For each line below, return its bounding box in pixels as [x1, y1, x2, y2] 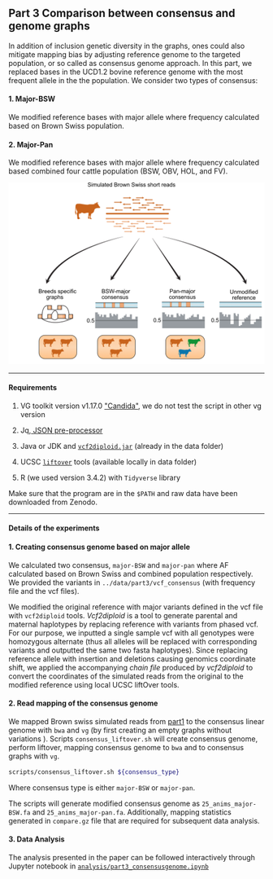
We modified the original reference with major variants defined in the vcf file [8, 602, 264, 612]
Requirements [8, 383, 58, 393]
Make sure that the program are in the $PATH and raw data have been [8, 488, 238, 498]
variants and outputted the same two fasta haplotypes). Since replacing [8, 645, 248, 655]
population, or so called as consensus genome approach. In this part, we [8, 58, 253, 68]
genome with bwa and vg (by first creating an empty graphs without [8, 725, 232, 735]
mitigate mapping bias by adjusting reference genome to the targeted [8, 49, 241, 59]
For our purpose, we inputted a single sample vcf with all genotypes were [8, 627, 254, 638]
